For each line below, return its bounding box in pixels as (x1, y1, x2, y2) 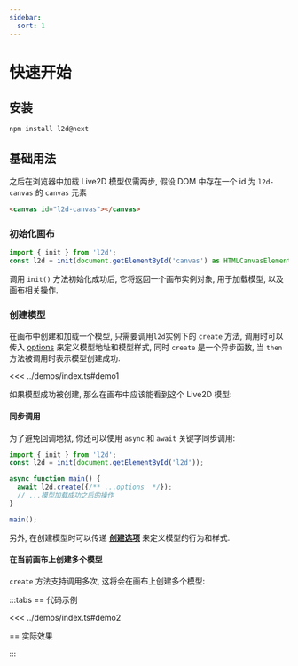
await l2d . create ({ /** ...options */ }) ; (17, 482, 173, 492)
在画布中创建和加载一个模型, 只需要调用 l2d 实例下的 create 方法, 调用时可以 (9, 331, 284, 341)
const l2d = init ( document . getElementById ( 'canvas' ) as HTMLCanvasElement (9, 256, 292, 266)
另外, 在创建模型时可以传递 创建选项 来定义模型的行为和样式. (9, 532, 231, 543)
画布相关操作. (9, 285, 59, 295)
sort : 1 (17, 21, 46, 30)
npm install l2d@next (9, 124, 90, 133)
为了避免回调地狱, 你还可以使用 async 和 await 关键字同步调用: (9, 432, 236, 443)
